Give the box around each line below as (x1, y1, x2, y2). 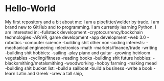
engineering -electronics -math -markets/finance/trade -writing (29, 45, 158, 50)
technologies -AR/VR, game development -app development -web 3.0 (5, 34, 146, 40)
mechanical (5, 45, 28, 50)
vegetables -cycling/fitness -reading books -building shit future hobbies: (5, 55, 152, 61)
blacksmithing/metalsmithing (5, 60, 64, 66)
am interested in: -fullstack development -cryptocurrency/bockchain (5, 29, 143, 35)
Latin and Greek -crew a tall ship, (16, 70, 83, 76)
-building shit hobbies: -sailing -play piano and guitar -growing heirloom (5, 49, 151, 56)
